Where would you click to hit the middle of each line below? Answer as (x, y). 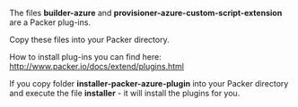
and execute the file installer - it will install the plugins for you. (125, 93)
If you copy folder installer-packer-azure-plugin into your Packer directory (149, 83)
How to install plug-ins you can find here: (85, 57)
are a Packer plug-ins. (50, 22)
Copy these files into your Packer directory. (89, 40)
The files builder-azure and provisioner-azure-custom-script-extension (146, 13)
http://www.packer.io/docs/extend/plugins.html (96, 66)
